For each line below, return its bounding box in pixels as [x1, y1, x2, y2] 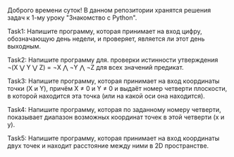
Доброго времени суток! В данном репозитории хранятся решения [7, 6, 211, 14]
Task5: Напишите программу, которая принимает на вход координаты [7, 134, 220, 142]
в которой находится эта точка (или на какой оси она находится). [7, 92, 206, 100]
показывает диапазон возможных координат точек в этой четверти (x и [7, 113, 225, 121]
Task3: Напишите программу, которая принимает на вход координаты [7, 77, 220, 85]
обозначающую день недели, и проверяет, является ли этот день [7, 34, 205, 43]
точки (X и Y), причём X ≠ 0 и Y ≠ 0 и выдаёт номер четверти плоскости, [7, 84, 228, 92]
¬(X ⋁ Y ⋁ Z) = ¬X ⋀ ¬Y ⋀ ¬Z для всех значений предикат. [7, 63, 185, 71]
